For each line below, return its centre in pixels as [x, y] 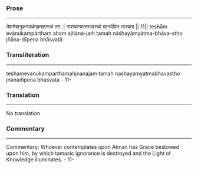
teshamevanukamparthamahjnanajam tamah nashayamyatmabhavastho [93, 73]
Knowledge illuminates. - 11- [40, 160]
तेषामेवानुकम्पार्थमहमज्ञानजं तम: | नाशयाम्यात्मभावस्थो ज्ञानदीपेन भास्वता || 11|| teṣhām [87, 27]
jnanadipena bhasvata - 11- [39, 79]
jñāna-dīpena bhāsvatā [34, 40]
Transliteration [28, 55]
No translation [23, 113]
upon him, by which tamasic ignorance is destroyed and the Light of [89, 153]
